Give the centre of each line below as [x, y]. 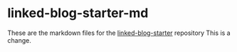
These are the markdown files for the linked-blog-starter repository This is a [119, 33]
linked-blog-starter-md [78, 13]
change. [20, 40]
